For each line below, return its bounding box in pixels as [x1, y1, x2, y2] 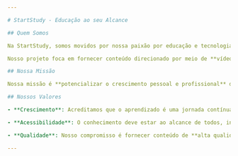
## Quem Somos [7, 29, 50, 36]
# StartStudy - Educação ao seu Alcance [7, 16, 129, 23]
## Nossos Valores [7, 94, 62, 101]
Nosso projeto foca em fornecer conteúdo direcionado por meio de [7, 55, 208, 62]
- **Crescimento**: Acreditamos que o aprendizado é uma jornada [7, 106, 204, 113]
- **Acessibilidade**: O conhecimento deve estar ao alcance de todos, [7, 118, 223, 126]
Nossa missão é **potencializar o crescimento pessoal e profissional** [7, 81, 227, 88]
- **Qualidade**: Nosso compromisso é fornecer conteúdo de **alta [7, 132, 211, 139]
